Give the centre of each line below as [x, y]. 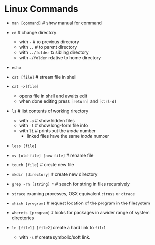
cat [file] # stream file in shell [44, 77]
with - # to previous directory [49, 42]
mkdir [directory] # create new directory [54, 174]
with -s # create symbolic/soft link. [55, 237]
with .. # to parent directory [48, 47]
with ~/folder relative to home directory [60, 57]
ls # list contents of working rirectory [50, 111]
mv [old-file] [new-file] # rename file [52, 155]
